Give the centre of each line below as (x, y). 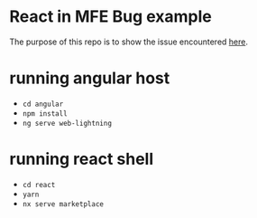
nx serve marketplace (63, 204)
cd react (39, 185)
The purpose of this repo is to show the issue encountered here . (128, 42)
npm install (45, 114)
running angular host (90, 78)
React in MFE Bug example (110, 17)
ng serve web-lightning (67, 123)
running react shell (82, 159)
